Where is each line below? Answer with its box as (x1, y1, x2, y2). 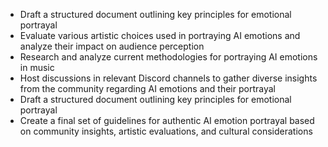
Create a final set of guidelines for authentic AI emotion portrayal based (19, 115, 315, 126)
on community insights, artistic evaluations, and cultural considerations (19, 125, 313, 137)
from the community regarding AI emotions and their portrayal (19, 83, 276, 94)
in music (19, 62, 55, 73)
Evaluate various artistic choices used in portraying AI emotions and (19, 30, 301, 41)
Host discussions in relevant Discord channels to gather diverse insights (19, 72, 318, 84)
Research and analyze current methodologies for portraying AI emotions (19, 51, 318, 63)
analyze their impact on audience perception (19, 40, 205, 52)
